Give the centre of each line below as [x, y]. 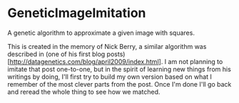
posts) [116, 54]
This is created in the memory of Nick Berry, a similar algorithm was [107, 46]
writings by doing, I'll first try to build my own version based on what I [110, 77]
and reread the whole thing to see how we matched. [84, 92]
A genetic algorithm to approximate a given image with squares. [101, 33]
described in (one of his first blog [56, 54]
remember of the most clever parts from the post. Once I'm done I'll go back [119, 84]
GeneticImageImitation [77, 13]
